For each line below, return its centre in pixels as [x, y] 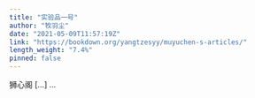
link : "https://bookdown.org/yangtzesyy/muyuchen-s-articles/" [128, 42]
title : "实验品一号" [43, 17]
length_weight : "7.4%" [51, 50]
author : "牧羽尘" [39, 26]
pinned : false [35, 58]
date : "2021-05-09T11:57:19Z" [65, 34]
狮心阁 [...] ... [33, 84]
